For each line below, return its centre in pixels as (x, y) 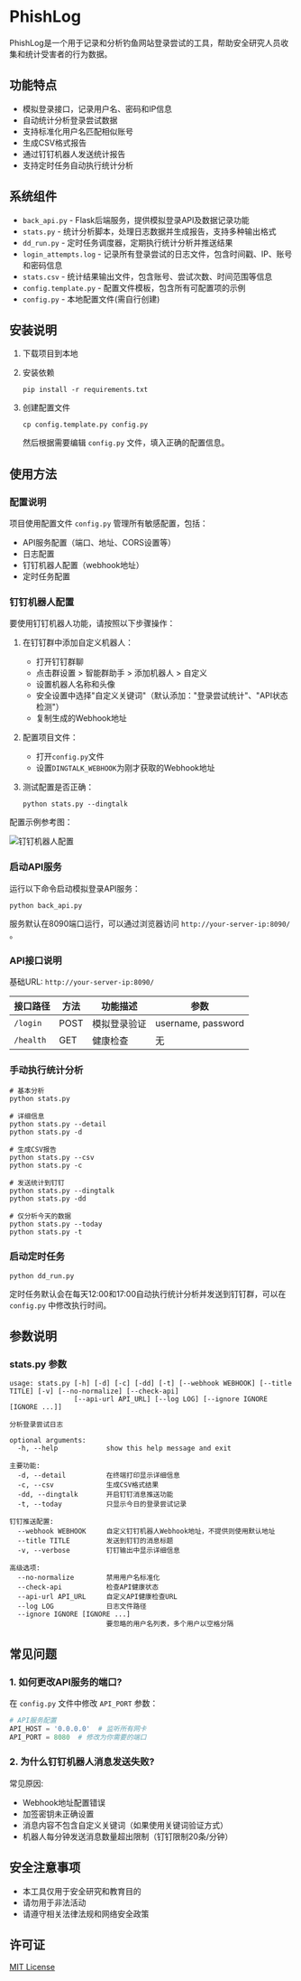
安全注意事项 (45, 1868)
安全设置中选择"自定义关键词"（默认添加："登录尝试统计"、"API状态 (162, 696)
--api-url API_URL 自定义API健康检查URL (98, 1597)
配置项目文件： (50, 737)
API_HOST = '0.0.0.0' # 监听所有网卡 (78, 1729)
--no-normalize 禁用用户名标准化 (89, 1578)
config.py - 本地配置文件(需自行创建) (91, 299)
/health (30, 1040)
